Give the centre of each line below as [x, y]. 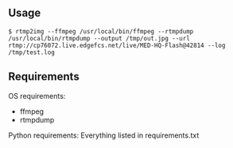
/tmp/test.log [32, 52]
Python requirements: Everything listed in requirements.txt [104, 135]
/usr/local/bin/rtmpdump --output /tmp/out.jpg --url [99, 38]
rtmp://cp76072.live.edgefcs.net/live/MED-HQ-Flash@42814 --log [117, 45]
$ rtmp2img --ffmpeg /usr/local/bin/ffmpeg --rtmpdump [101, 31]
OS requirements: [37, 95]
